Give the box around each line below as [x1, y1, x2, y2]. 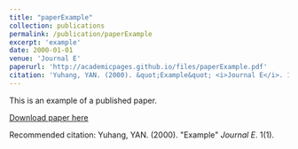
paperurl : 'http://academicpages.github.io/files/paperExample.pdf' [9, 63, 268, 72]
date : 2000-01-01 [9, 46, 74, 55]
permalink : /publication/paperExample [9, 29, 153, 38]
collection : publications [9, 21, 105, 30]
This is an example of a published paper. [9, 95, 158, 106]
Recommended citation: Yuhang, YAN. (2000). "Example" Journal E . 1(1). [9, 129, 275, 140]
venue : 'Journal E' [9, 54, 82, 63]
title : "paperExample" [9, 12, 93, 22]
